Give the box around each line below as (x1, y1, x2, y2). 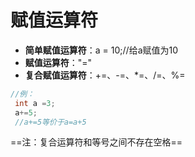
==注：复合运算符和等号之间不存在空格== (10, 136, 183, 148)
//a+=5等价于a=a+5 (14, 117, 87, 127)
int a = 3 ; (14, 98, 56, 108)
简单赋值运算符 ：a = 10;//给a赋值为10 (24, 44, 179, 56)
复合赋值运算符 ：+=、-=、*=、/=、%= (24, 69, 186, 81)
